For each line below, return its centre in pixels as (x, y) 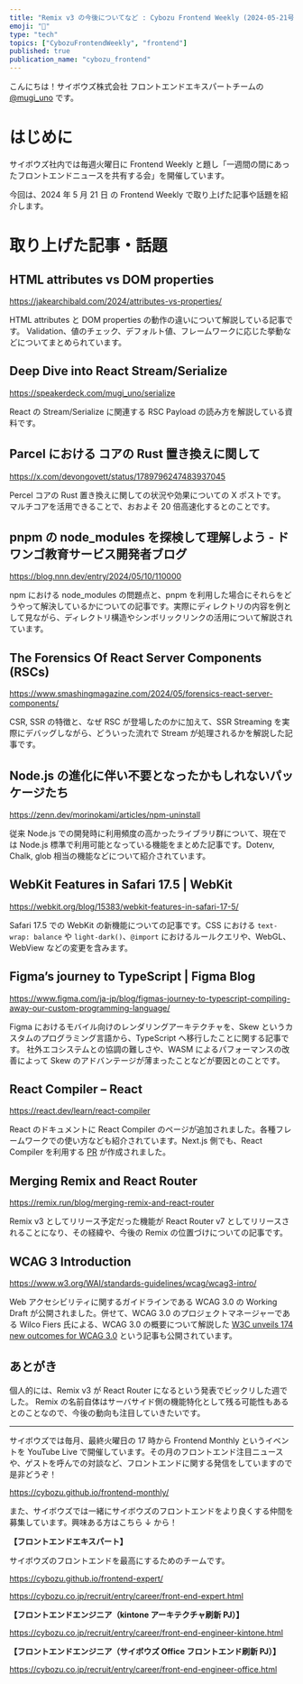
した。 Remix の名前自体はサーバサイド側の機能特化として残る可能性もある (149, 1401)
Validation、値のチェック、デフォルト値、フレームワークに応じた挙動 (155, 331)
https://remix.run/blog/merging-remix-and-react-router (112, 1203)
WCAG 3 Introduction (70, 1261)
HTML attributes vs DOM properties (112, 279)
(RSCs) (29, 672)
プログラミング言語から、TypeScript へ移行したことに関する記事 (161, 1037)
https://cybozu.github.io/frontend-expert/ (87, 1578)
